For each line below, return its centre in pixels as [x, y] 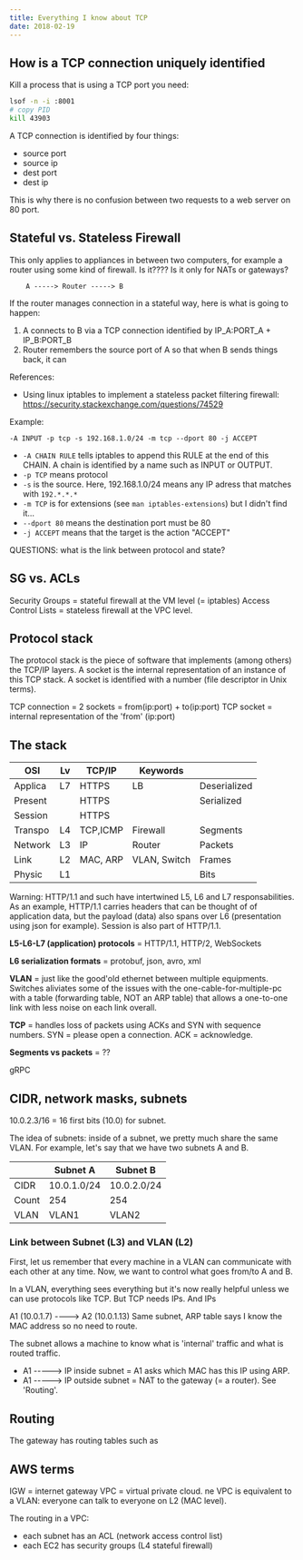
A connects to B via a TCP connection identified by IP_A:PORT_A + [147, 330]
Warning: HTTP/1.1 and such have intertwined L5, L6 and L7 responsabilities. [152, 897]
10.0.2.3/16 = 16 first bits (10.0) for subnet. [88, 1121]
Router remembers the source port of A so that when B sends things [150, 350]
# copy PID [30, 110]
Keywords [161, 771]
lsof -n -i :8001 [42, 102]
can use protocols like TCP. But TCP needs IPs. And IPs [113, 1298]
